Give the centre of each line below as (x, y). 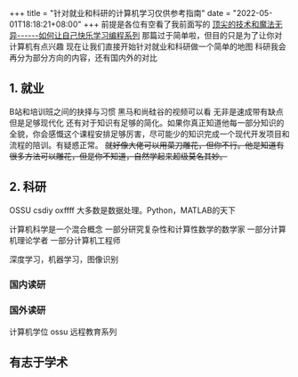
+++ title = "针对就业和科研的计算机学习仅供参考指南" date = (120, 13)
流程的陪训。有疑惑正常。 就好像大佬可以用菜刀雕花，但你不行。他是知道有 (147, 144)
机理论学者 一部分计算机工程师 (65, 240)
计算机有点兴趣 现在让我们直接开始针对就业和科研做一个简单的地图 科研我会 (148, 46)
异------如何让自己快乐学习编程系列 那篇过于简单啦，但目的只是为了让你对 (146, 35)
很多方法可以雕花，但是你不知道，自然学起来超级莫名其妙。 (118, 156)
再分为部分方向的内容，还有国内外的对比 (83, 57)
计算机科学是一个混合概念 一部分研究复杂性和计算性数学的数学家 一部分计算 (148, 229)
